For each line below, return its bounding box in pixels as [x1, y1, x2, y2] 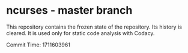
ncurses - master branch [6, 4, 133, 17]
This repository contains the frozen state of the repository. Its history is [6, 23, 182, 30]
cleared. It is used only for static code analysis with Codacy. [6, 29, 155, 36]
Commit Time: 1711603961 [6, 41, 71, 48]
